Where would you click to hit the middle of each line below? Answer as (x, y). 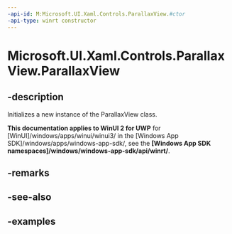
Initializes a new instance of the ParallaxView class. (82, 114)
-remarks (28, 172)
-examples (32, 221)
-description (35, 97)
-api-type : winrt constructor (52, 21)
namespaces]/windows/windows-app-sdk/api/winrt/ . (89, 151)
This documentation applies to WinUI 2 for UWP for (84, 128)
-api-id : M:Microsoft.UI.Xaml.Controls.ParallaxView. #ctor (96, 14)
